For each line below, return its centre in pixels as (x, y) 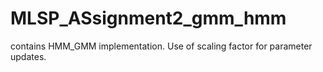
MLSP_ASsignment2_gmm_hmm (148, 18)
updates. (28, 56)
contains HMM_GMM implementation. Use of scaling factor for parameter (161, 46)
